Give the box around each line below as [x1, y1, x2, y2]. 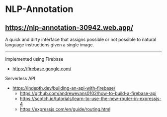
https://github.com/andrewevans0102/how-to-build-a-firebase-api [19, 91, 157, 96]
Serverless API [5, 76, 36, 81]
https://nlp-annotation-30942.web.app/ [5, 23, 133, 32]
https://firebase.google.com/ [12, 66, 72, 72]
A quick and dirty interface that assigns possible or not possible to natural [5, 36, 157, 42]
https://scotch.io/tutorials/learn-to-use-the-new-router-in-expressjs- [19, 96, 162, 102]
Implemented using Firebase [5, 56, 64, 62]
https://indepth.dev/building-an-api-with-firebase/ [12, 85, 116, 91]
